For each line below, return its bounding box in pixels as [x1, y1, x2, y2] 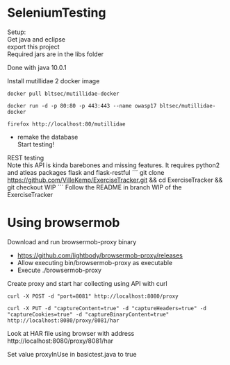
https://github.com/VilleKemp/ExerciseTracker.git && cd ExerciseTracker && [7, 176, 223, 184]
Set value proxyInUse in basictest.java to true [7, 350, 137, 358]
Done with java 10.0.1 [7, 63, 67, 71]
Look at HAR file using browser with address [7, 329, 135, 337]
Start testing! [17, 140, 55, 148]
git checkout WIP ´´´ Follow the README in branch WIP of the [7, 182, 182, 192]
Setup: [7, 28, 26, 36]
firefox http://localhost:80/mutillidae [7, 120, 126, 128]
